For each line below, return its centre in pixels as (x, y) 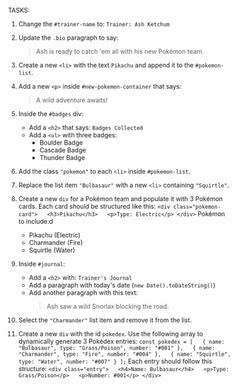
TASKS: (19, 10)
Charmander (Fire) (56, 243)
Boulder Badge (61, 142)
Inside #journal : (42, 264)
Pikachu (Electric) (54, 235)
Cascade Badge (63, 150)
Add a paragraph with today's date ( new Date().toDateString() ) (122, 285)
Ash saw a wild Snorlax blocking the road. (108, 306)
